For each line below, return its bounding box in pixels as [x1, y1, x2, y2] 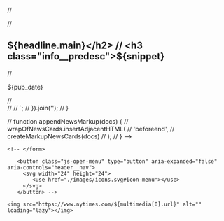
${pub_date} [7, 83, 43, 91]
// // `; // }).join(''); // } [7, 104, 69, 112]
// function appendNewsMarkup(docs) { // [7, 117, 129, 125]
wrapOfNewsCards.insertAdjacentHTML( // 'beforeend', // [7, 124, 175, 133]
